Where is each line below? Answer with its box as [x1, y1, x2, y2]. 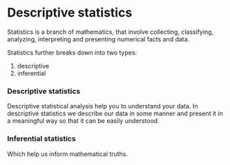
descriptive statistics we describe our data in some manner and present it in [7, 109, 223, 118]
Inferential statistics [7, 134, 76, 144]
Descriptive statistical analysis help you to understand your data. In [7, 102, 198, 110]
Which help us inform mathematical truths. [7, 150, 128, 158]
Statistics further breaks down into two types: [7, 48, 137, 57]
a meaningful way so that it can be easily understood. [7, 117, 160, 125]
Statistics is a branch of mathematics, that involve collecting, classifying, [7, 28, 214, 36]
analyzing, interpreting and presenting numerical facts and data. [7, 35, 190, 43]
